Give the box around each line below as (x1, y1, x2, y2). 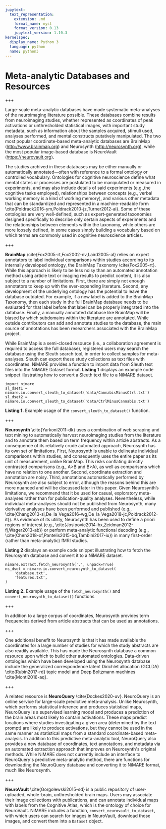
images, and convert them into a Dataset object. (5, 818, 103, 824)
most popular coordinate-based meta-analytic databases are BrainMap (5, 138, 150, 144)
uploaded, (5, 792, 26, 798)
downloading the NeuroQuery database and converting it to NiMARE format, (5, 762, 161, 768)
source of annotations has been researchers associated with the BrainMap (5, 326, 158, 332)
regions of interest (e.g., (5, 522, 55, 528)
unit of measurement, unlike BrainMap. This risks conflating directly (5, 459, 143, 465)
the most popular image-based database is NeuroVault (5, 149, 117, 155)
